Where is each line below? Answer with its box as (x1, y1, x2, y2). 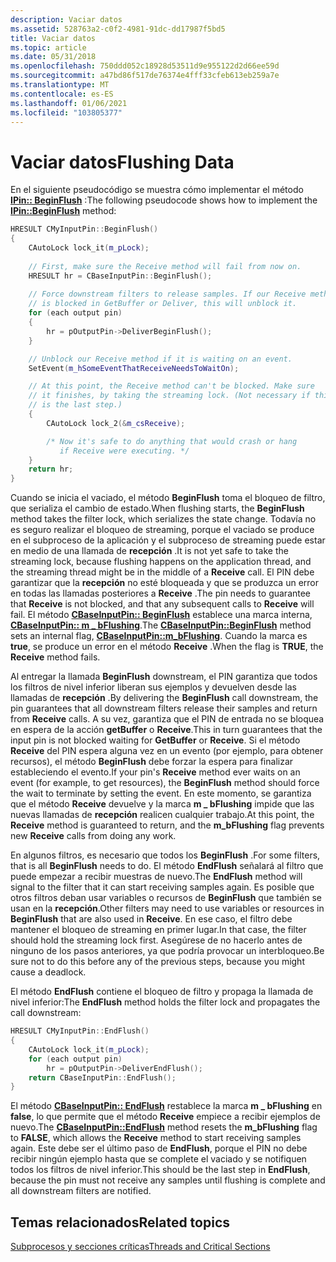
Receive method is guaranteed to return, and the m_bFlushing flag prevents (10, 819, 325, 831)
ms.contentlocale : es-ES (10, 89, 114, 99)
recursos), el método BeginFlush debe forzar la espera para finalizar (10, 756, 294, 768)
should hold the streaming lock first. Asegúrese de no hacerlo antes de (10, 934, 303, 946)
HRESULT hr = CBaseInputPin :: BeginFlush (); (28, 271, 213, 281)
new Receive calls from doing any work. (10, 830, 177, 842)
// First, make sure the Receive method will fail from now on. (28, 261, 302, 271)
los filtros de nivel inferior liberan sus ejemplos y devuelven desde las (10, 681, 297, 693)
